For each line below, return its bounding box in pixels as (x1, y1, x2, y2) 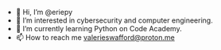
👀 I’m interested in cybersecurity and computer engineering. (15, 16, 213, 25)
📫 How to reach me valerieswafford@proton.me (15, 33, 175, 42)
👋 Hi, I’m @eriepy (15, 8, 73, 16)
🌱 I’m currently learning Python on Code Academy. (15, 24, 182, 33)
